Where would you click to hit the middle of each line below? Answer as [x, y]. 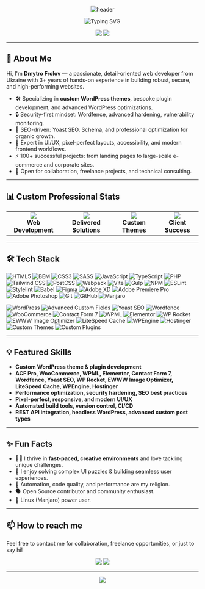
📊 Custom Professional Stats [63, 197]
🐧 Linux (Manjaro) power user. [53, 500]
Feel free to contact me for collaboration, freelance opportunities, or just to [100, 543]
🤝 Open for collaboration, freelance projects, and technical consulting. [103, 171]
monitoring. [30, 123]
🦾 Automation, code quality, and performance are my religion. [92, 485]
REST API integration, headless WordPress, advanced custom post [101, 413]
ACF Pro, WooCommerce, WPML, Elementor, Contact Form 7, [94, 374]
